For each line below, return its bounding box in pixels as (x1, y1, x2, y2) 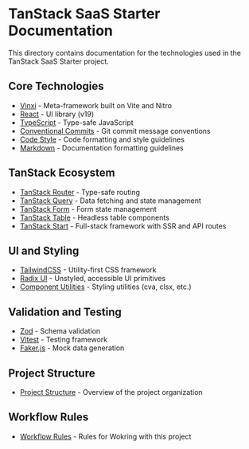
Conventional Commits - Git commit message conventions (19, 126, 211, 135)
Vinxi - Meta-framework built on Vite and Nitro (19, 100, 173, 110)
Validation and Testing (8, 305, 122, 318)
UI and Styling (8, 244, 80, 257)
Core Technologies (8, 80, 105, 93)
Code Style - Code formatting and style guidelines (19, 135, 185, 144)
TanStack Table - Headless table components (19, 213, 169, 222)
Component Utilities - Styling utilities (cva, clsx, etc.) (19, 282, 193, 291)
